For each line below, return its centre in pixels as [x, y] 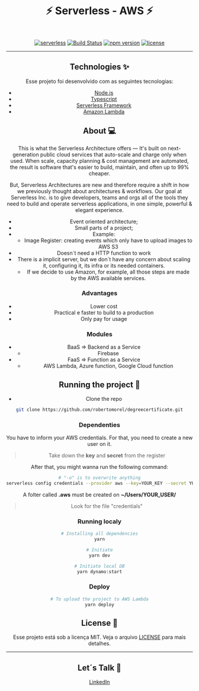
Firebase [108, 353]
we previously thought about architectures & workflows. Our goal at [99, 191]
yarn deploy [99, 605]
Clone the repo [104, 398]
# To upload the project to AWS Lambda [99, 599]
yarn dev [99, 555]
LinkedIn [99, 682]
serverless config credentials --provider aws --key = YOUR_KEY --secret [96, 483]
